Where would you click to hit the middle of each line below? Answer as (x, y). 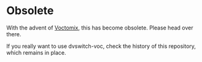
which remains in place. (36, 52)
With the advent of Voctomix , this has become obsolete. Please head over (100, 28)
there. (14, 34)
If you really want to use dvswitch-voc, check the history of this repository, (101, 46)
